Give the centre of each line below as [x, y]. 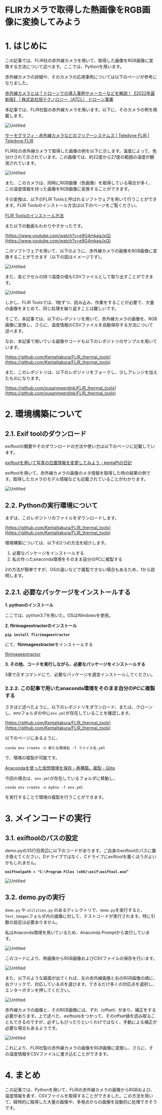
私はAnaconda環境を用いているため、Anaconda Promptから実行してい [75, 932]
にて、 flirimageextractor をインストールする [49, 644]
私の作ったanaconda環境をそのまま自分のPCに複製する [67, 559]
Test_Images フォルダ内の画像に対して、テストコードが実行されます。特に [78, 916]
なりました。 [18, 83]
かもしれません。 [22, 863]
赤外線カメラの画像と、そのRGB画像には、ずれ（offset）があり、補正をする [81, 1010]
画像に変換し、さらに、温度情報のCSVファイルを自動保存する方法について [79, 325]
